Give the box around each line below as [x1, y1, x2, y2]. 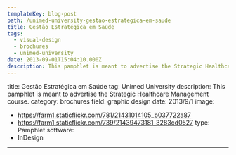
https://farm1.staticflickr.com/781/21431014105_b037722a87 [17, 111, 192, 119]
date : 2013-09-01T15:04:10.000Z [7, 56, 102, 63]
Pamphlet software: [17, 125, 74, 134]
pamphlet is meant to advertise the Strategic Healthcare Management [7, 89, 209, 98]
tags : [7, 30, 23, 37]
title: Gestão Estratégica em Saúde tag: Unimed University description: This [7, 82, 225, 90]
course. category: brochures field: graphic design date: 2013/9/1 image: [7, 97, 215, 106]
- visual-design [13, 37, 61, 44]
